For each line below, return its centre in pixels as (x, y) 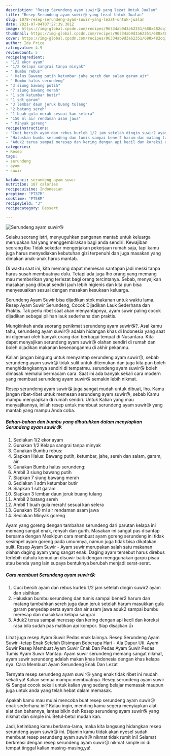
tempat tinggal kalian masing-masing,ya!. (49, 748)
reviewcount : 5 (22, 52)
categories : (18, 147)
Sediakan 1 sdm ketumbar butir (45, 483)
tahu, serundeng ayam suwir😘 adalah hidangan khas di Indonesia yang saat (85, 331)
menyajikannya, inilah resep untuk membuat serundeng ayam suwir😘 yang (84, 405)
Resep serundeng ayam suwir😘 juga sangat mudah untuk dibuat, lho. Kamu (85, 389)
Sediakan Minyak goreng (39, 516)
